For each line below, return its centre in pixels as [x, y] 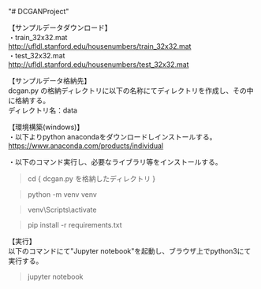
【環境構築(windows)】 [46, 127]
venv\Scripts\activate [62, 209]
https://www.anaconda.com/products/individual [86, 146]
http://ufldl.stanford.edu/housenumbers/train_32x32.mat [100, 46]
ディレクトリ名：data [43, 110]
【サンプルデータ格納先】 [50, 81]
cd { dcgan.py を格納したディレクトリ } [91, 179]
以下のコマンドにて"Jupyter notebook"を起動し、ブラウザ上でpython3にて [130, 251]
